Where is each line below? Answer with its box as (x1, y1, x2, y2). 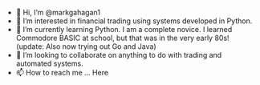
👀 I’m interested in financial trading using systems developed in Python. (15, 16, 253, 26)
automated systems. (15, 59, 83, 68)
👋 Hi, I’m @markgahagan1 (15, 8, 100, 17)
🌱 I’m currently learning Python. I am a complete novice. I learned (15, 25, 233, 34)
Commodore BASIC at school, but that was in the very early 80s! (15, 33, 230, 42)
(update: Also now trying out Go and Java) (15, 42, 156, 51)
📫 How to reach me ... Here (15, 68, 109, 77)
